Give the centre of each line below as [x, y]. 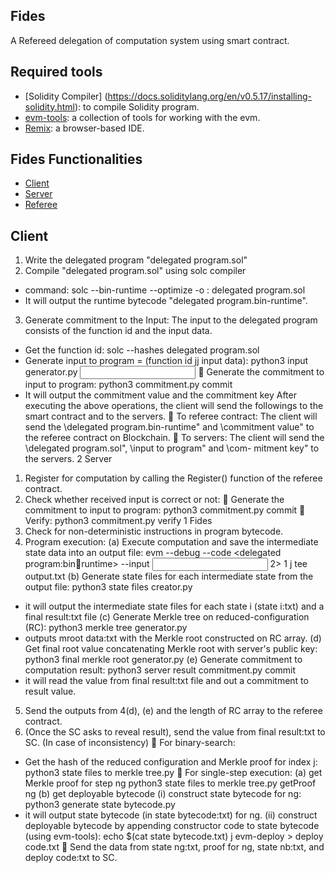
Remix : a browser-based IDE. [84, 128]
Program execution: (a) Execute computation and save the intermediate [171, 542]
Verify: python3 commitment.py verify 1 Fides [118, 521]
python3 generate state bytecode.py [100, 805]
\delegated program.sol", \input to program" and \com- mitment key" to [172, 448]
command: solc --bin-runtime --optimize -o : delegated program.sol [165, 290]
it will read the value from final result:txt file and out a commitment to [166, 681]
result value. [50, 691]
